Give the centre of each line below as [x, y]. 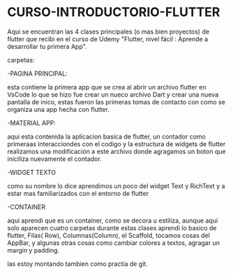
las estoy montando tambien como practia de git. [77, 264]
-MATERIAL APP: [31, 122]
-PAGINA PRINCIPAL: [37, 73]
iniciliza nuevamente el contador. [55, 159]
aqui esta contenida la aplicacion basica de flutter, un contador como [106, 136]
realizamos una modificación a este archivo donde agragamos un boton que [116, 151]
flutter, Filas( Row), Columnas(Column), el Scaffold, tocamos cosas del [109, 235]
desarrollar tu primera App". [47, 46]
